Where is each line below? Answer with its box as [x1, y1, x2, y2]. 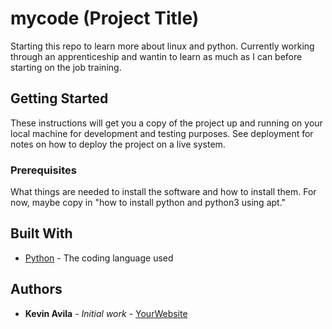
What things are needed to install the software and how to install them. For [10, 186, 317, 198]
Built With [10, 225, 73, 242]
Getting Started [10, 90, 109, 107]
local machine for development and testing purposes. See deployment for [10, 127, 314, 139]
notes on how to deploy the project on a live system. [10, 138, 226, 150]
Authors [10, 281, 63, 298]
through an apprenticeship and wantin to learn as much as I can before [10, 50, 303, 62]
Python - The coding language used [24, 252, 174, 264]
